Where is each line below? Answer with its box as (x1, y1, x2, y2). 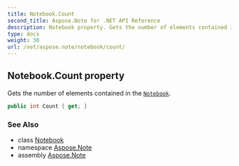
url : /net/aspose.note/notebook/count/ (7, 43, 126, 51)
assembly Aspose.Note (17, 150, 86, 159)
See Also (7, 119, 39, 129)
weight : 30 (7, 37, 40, 44)
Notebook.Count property (7, 70, 125, 82)
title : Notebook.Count (7, 10, 75, 18)
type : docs (7, 30, 40, 38)
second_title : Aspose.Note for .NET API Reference (7, 17, 161, 24)
